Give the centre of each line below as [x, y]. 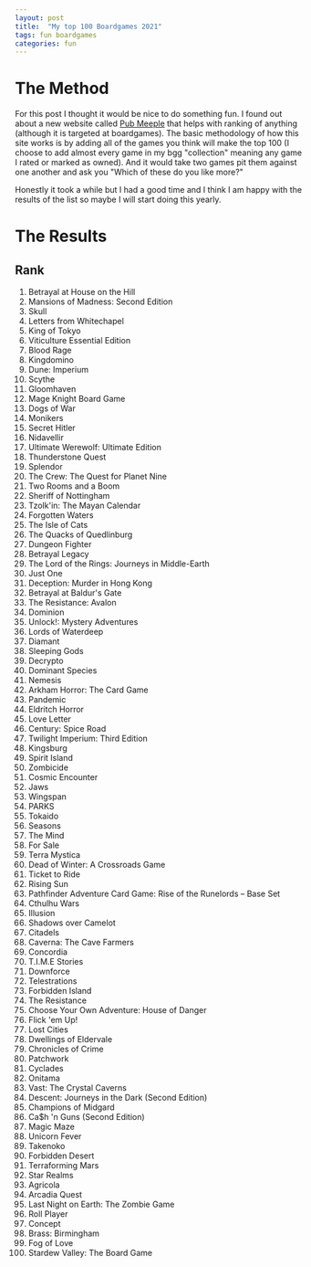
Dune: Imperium [58, 370]
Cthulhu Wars [54, 903]
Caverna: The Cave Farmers [81, 943]
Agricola [44, 1185]
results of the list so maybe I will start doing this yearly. [118, 200]
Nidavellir [46, 438]
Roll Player [48, 1214]
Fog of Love [51, 1243]
